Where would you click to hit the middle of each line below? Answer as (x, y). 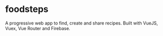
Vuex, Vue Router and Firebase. (38, 28)
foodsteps (27, 9)
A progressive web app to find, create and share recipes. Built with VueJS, (81, 23)
